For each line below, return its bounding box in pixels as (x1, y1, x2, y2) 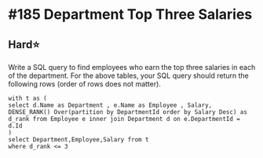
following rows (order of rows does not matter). (8, 79, 161, 88)
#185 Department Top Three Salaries (8, 6, 253, 24)
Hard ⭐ (8, 38, 40, 51)
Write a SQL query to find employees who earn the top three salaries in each (8, 63, 256, 72)
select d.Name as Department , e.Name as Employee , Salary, (8, 101, 213, 109)
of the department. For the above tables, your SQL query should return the (8, 71, 249, 80)
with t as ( (8, 94, 47, 102)
